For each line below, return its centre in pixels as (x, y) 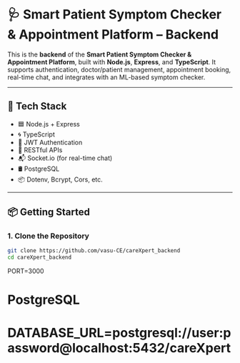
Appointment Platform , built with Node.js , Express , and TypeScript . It (112, 61)
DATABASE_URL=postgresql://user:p (119, 333)
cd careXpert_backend (40, 258)
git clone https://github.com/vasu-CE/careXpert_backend (94, 251)
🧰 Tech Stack (37, 106)
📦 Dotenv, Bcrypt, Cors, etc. (60, 179)
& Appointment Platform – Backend (113, 35)
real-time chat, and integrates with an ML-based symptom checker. (106, 77)
